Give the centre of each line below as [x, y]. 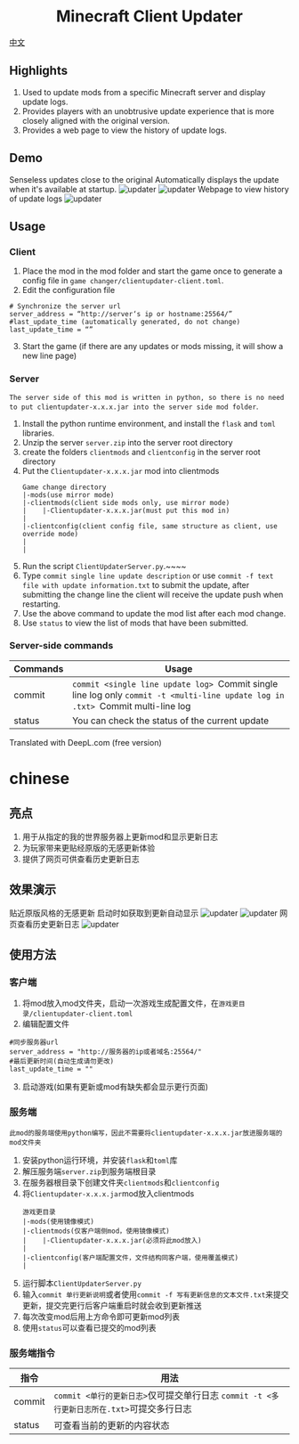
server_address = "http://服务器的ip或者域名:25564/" [105, 1052]
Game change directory [64, 487]
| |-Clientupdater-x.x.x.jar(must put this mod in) [126, 510]
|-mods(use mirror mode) [68, 495]
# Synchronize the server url [65, 306]
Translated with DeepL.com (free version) [85, 742]
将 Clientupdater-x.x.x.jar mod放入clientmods [108, 1193]
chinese [39, 779]
